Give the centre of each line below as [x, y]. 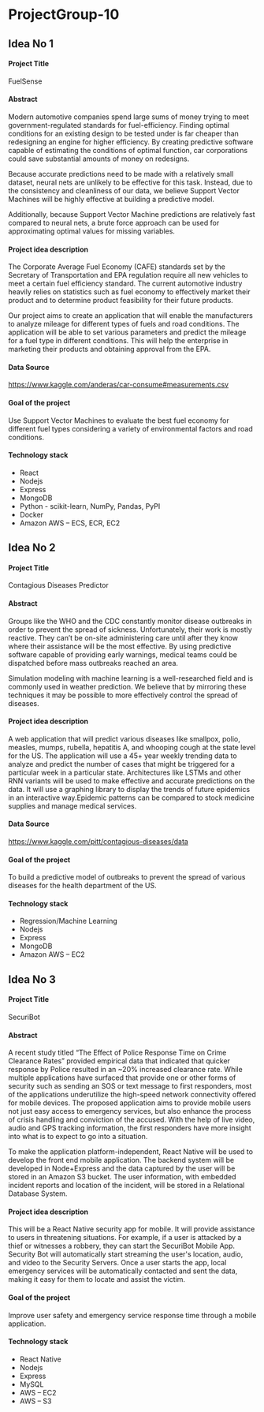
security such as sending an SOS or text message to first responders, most [130, 1086]
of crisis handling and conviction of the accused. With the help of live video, [132, 1120]
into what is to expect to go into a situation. [78, 1137]
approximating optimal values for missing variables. [92, 231]
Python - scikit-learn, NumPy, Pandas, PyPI [90, 506]
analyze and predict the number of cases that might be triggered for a [121, 764]
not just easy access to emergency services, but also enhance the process [130, 1111]
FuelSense [25, 81]
